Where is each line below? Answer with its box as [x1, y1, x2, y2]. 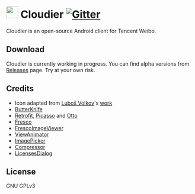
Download [6, 44, 44, 54]
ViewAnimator [14, 131, 49, 138]
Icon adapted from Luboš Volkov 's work [14, 99, 113, 106]
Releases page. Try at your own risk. [6, 66, 95, 73]
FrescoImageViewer [14, 124, 64, 131]
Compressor [14, 143, 46, 150]
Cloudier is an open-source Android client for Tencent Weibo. [6, 27, 156, 34]
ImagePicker [14, 137, 46, 144]
